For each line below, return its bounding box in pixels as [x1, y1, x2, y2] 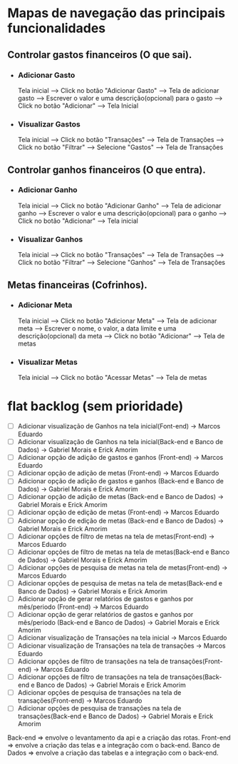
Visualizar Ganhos [17, 234, 83, 244]
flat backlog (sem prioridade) [7, 398, 184, 415]
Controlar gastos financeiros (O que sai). [7, 49, 192, 61]
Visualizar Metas [17, 357, 78, 367]
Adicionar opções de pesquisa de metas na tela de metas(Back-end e [17, 578, 223, 587]
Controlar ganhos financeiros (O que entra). [7, 164, 207, 176]
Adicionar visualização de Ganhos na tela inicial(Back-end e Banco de [17, 438, 223, 446]
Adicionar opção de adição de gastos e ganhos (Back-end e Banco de [17, 477, 224, 486]
